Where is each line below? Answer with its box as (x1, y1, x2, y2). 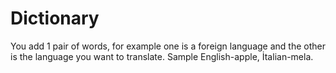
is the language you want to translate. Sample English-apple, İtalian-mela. (10, 50, 314, 62)
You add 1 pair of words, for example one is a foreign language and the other (10, 40, 326, 52)
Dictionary (10, 7, 100, 30)
